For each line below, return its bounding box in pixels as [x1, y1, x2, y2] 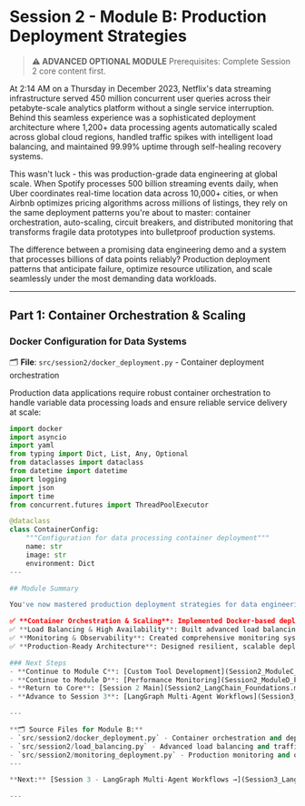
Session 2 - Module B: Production [9, 6, 267, 27]
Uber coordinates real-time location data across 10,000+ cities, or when [9, 187, 279, 198]
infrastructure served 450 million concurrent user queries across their [9, 93, 271, 104]
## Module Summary [9, 584, 79, 593]
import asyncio [9, 432, 67, 442]
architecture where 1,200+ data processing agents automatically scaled [9, 121, 278, 133]
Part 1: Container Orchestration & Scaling [9, 307, 247, 324]
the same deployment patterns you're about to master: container [9, 207, 251, 217]
